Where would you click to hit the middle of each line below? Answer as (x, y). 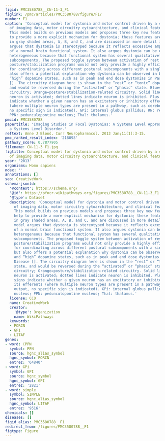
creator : (18, 307)
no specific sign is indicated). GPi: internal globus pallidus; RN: (82, 111)
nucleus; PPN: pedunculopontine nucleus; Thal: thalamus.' (76, 294)
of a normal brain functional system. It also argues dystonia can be (83, 51)
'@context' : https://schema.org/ (44, 188)
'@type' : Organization (37, 312)
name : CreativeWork (29, 303)
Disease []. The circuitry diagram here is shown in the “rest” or (84, 262)
